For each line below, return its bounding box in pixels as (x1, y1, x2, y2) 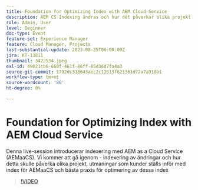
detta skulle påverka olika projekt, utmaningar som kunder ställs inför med (6, 160, 186, 167)
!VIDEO (20, 178, 38, 185)
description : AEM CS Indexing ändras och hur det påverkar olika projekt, (6, 14, 194, 20)
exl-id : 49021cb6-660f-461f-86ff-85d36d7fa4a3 (6, 63, 123, 69)
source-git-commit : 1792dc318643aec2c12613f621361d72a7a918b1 (6, 69, 162, 75)
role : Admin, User (6, 19, 51, 25)
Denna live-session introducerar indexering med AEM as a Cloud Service (6, 148, 183, 155)
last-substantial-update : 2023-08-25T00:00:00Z (6, 47, 126, 53)
